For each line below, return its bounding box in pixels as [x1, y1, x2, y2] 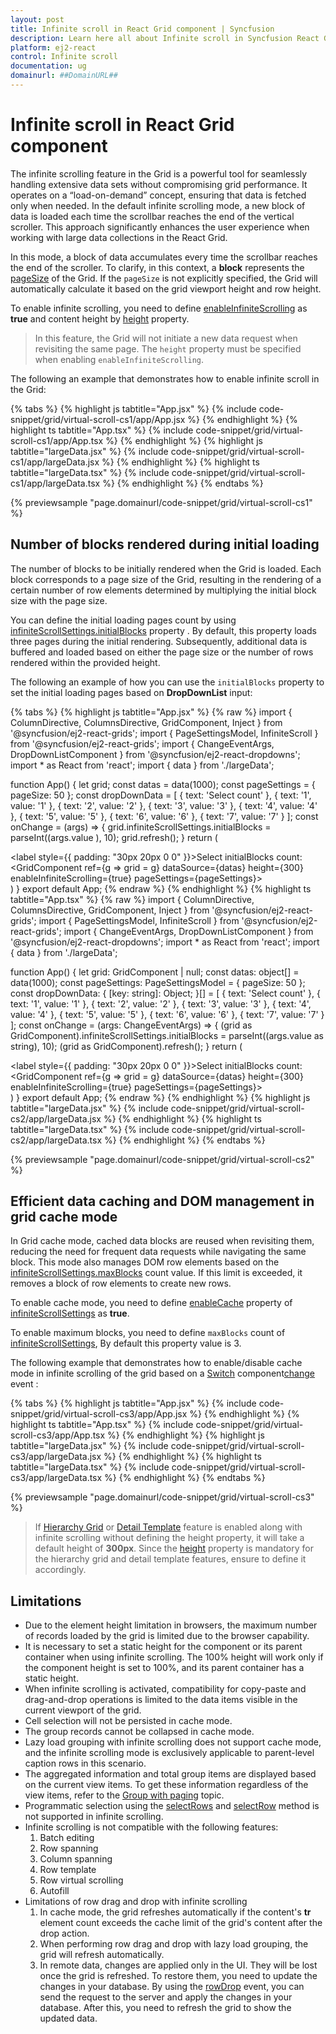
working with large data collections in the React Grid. [10, 231, 228, 243]
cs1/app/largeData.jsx [10, 456, 100, 468]
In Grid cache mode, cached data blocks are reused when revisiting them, [10, 1235, 315, 1247]
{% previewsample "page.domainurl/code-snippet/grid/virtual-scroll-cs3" [10, 1491, 315, 1503]
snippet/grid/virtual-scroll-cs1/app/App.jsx [10, 413, 186, 425]
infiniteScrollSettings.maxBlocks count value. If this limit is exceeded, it [10, 1267, 303, 1279]
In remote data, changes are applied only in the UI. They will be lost [39, 1959, 318, 1971]
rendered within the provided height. [10, 656, 161, 668]
